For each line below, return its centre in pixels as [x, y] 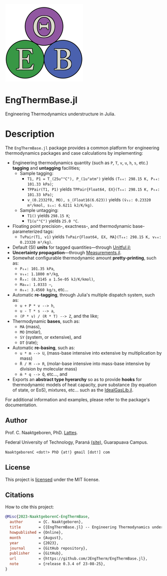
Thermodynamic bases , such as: [46, 321]
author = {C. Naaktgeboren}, [46, 522]
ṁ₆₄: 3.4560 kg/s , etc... [44, 289]
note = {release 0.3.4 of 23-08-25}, [58, 564]
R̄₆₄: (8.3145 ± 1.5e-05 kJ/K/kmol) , [57, 279]
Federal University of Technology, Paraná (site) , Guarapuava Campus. [77, 442]
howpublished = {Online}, [37, 532]
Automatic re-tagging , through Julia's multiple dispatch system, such [83, 294]
